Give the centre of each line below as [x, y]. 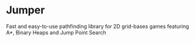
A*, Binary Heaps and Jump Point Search [56, 32]
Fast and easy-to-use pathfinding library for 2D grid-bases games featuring [97, 26]
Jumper [26, 10]
